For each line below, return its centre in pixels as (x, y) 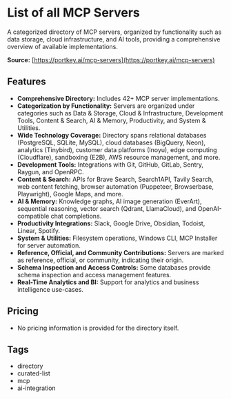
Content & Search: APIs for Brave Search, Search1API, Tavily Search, (115, 179)
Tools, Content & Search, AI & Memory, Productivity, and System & (111, 120)
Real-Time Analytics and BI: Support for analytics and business (108, 282)
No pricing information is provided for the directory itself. (98, 328)
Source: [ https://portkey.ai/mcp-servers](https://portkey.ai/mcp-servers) (111, 59)
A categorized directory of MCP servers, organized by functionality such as (114, 32)
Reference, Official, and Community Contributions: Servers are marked (120, 252)
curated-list (33, 373)
